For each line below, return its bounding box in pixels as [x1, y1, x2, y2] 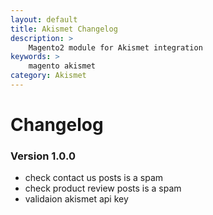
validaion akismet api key [24, 193, 129, 205]
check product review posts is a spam [24, 182, 182, 195]
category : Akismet [10, 71, 87, 81]
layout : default [10, 14, 78, 25]
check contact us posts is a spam [24, 172, 164, 184]
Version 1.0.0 [10, 149, 76, 163]
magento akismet [28, 61, 97, 71]
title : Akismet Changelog [10, 24, 118, 34]
